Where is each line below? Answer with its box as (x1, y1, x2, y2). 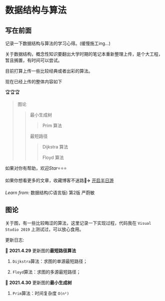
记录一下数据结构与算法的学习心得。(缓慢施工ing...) (5, 41, 111, 46)
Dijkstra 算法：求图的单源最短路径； (12, 258, 88, 264)
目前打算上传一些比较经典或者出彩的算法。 (5, 68, 93, 74)
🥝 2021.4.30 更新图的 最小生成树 (5, 279, 72, 285)
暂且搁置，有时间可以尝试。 (5, 57, 62, 63)
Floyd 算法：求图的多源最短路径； (12, 269, 81, 275)
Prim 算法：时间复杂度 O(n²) (12, 290, 69, 296)
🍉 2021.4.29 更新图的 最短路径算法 (5, 247, 76, 253)
